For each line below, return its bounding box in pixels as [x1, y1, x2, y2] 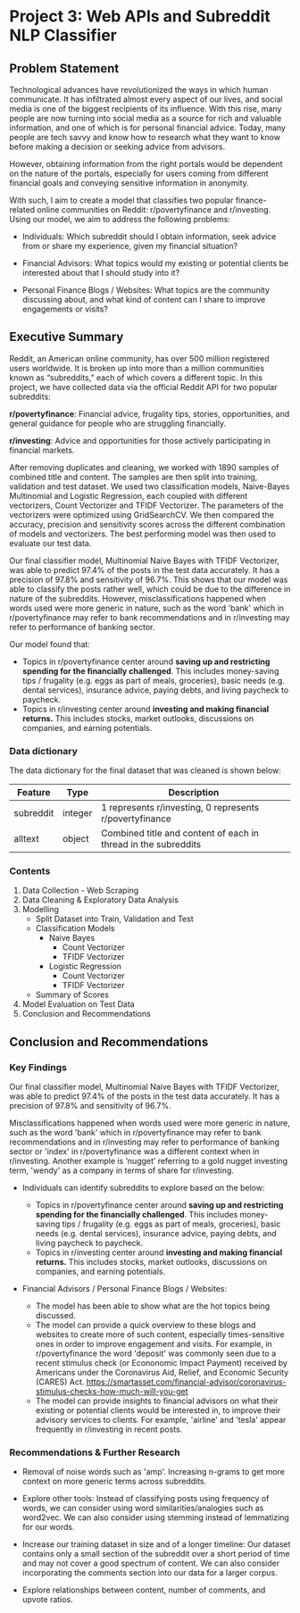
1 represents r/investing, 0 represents [101, 802, 260, 814]
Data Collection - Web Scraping [21, 885, 139, 896]
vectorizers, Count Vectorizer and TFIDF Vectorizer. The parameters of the [9, 500, 284, 511]
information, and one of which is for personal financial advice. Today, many [9, 122, 286, 133]
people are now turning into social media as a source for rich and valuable [9, 113, 282, 123]
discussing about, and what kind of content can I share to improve [21, 295, 266, 304]
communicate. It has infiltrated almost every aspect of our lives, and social [9, 94, 283, 104]
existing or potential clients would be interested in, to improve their [35, 1405, 281, 1416]
